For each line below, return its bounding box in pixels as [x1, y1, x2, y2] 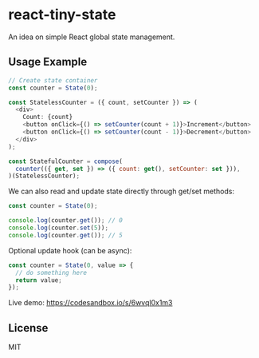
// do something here [15, 268, 88, 276]
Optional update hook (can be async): [8, 245, 132, 255]
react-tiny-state [8, 6, 116, 24]
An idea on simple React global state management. [8, 32, 175, 42]
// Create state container [8, 76, 98, 85]
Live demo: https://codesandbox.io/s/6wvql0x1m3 [8, 298, 173, 308]
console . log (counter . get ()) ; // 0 [8, 217, 124, 225]
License [8, 321, 49, 335]
